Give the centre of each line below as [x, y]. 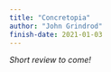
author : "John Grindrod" [56, 26]
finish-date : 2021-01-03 [56, 34]
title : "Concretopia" [50, 18]
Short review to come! [51, 60]
